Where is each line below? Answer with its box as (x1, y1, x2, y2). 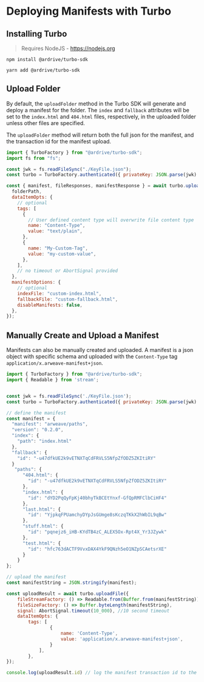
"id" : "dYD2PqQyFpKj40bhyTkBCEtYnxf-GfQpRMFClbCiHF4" (28, 495, 167, 501)
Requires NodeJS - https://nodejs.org (21, 45, 115, 52)
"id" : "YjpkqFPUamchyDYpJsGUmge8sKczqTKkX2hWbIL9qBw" (28, 512, 167, 518)
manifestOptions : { (12, 279, 61, 285)
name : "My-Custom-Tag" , (28, 245, 88, 251)
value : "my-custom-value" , (28, 251, 97, 257)
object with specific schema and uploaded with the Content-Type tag (6, 353, 178, 361)
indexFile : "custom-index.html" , (17, 290, 102, 296)
